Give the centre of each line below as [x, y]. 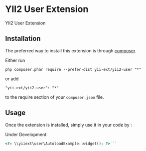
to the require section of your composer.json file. [55, 97]
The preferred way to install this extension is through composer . [71, 50]
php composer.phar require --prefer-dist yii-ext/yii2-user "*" [73, 69]
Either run [15, 60]
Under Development [26, 134]
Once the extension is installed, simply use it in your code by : [69, 125]
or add [12, 79]
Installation [23, 39]
